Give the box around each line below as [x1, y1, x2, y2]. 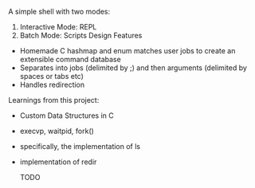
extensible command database [19, 55, 121, 64]
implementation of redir [19, 157, 97, 166]
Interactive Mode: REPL [19, 22, 97, 31]
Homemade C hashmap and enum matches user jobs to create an [19, 46, 236, 55]
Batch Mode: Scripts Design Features [19, 31, 143, 40]
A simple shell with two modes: [8, 7, 111, 16]
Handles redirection [19, 80, 85, 89]
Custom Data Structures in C [19, 111, 114, 120]
